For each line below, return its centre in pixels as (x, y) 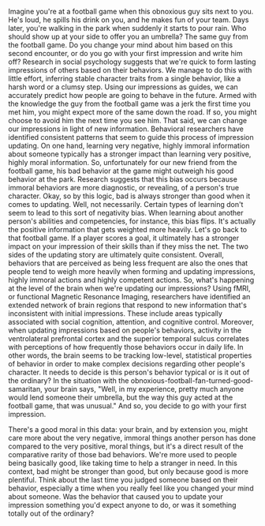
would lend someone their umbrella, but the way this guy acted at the (121, 397)
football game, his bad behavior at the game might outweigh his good (121, 171)
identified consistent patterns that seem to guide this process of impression (131, 137)
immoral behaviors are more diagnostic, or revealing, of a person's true (123, 188)
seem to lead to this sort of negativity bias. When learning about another (126, 213)
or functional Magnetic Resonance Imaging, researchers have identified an (129, 297)
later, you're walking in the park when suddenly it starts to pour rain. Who (127, 28)
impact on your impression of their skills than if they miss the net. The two (128, 246)
